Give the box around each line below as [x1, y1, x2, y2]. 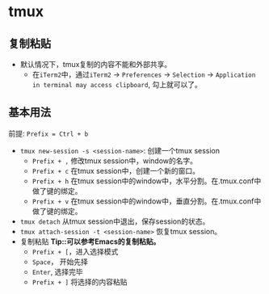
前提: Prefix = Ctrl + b [8, 128, 89, 138]
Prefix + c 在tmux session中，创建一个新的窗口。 [32, 166, 200, 175]
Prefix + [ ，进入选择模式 [32, 246, 119, 256]
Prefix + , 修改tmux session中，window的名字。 [32, 156, 198, 166]
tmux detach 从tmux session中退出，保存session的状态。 [19, 216, 210, 226]
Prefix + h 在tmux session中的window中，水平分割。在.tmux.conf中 [32, 176, 262, 186]
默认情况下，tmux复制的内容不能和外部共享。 [19, 60, 172, 69]
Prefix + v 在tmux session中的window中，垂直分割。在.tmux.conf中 [32, 196, 262, 206]
